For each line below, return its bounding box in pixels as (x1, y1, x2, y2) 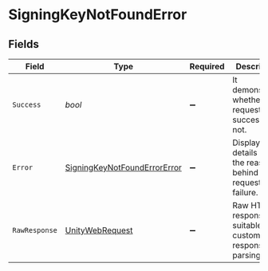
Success (12, 100, 41, 109)
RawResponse (12, 226, 58, 234)
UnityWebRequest (65, 225, 133, 236)
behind (232, 167, 259, 178)
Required (189, 61, 225, 72)
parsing (232, 249, 262, 261)
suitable (232, 220, 262, 230)
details (232, 147, 258, 158)
